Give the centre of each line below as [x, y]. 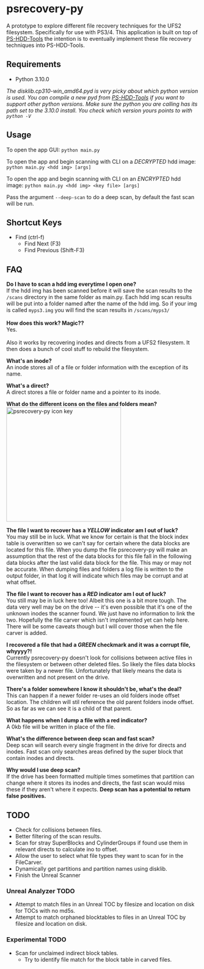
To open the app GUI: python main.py [53, 150]
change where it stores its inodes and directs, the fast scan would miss [96, 783]
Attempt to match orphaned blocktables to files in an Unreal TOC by [100, 917]
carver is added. [27, 633]
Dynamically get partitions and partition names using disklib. [91, 869]
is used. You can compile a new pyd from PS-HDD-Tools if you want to [96, 97]
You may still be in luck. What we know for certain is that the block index [97, 537]
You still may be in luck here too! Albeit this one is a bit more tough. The [97, 601]
